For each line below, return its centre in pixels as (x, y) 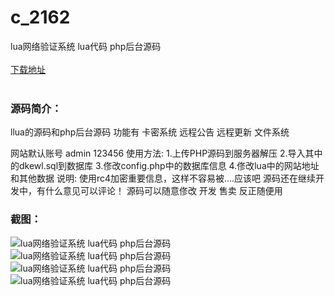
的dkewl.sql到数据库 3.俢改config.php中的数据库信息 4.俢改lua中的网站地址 (165, 166)
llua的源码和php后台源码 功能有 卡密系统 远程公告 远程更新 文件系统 (150, 132)
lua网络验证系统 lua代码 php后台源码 (86, 46)
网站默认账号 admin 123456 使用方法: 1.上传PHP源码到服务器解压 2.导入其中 (166, 153)
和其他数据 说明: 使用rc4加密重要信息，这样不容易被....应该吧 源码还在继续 (163, 178)
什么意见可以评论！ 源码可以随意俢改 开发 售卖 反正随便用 (163, 191)
